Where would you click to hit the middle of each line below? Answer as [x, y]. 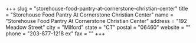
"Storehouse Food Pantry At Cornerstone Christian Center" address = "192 [96, 21]
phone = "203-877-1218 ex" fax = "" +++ [55, 34]
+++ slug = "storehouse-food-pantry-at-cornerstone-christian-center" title [97, 9]
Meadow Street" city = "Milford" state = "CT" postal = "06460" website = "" [98, 27]
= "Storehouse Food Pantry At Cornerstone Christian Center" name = [89, 15]
